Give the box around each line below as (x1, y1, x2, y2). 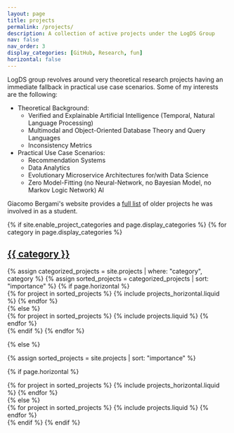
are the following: (7, 90, 58, 98)
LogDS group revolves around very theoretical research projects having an (7, 75, 223, 84)
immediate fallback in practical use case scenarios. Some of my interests (7, 82, 219, 91)
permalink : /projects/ (7, 23, 74, 30)
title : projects (7, 17, 55, 24)
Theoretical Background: (17, 103, 89, 112)
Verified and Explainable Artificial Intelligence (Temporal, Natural (27, 111, 215, 119)
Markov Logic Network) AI (27, 185, 104, 194)
